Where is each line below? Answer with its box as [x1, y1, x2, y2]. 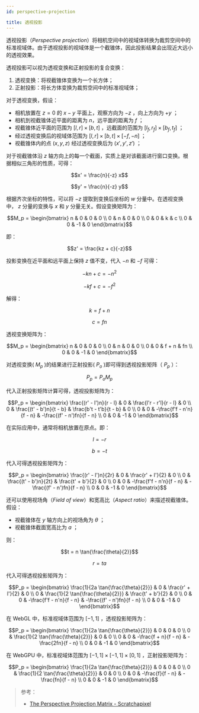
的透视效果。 [6, 51, 37, 58]
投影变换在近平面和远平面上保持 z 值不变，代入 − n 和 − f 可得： [6, 257, 160, 265]
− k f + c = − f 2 [83, 281, 116, 289]
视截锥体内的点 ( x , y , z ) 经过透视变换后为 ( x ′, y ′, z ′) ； [14, 140, 142, 147]
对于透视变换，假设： [6, 96, 58, 104]
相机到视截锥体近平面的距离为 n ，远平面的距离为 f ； [14, 116, 144, 123]
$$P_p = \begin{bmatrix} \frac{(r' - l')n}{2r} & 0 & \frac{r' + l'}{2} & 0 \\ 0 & [8, 472, 191, 479]
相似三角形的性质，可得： [11, 160, 74, 167]
